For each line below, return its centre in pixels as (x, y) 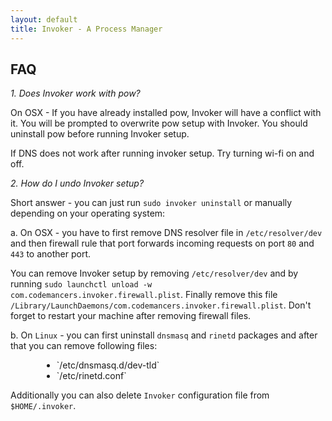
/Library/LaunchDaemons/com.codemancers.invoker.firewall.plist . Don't (161, 305)
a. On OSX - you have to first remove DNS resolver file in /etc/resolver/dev (166, 233)
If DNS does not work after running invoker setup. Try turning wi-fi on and (162, 153)
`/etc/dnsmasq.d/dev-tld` (108, 365)
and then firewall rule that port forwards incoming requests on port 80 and (162, 243)
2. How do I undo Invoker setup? (77, 183)
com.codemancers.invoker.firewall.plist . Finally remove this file (144, 295)
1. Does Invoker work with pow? (75, 93)
